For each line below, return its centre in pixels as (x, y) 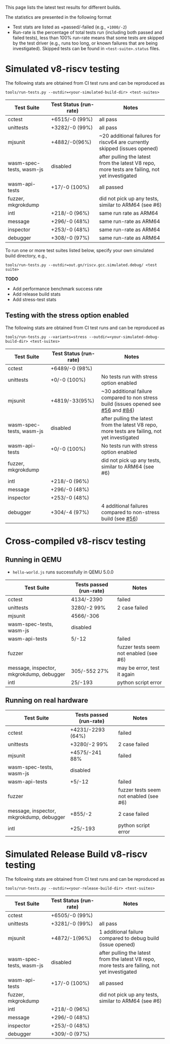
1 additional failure (121, 931)
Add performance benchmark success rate (57, 289)
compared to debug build (129, 938)
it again (126, 674)
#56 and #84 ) (118, 410)
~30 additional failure (126, 391)
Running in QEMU (33, 560)
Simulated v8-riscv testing (62, 69)
